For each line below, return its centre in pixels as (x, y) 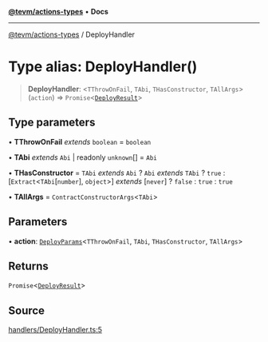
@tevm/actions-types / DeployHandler (72, 34)
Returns (29, 266)
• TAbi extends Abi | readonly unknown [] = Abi (83, 157)
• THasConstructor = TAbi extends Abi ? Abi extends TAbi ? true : (117, 173)
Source (27, 310)
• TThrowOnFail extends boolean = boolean (80, 141)
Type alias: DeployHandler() (103, 67)
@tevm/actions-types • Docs (59, 12)
